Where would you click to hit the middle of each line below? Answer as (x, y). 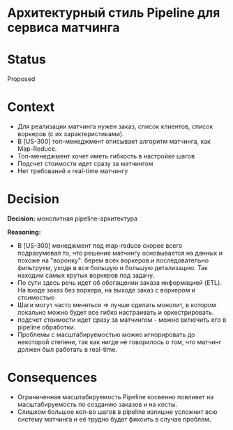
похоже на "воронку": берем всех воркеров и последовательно (113, 260)
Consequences (52, 378)
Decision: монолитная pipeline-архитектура (73, 218)
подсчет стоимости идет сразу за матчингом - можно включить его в (122, 320)
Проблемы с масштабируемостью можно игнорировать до (106, 334)
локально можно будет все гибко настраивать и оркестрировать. (115, 312)
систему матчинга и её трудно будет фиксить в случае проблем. (114, 419)
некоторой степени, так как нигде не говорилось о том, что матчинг (119, 342)
